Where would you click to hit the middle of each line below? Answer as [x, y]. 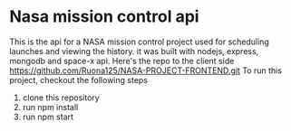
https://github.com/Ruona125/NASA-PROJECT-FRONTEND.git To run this [146, 70]
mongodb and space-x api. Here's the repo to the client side [122, 61]
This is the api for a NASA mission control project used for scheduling [139, 42]
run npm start [48, 117]
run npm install [50, 107]
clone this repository [61, 98]
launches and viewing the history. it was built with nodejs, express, [134, 51]
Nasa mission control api [104, 17]
